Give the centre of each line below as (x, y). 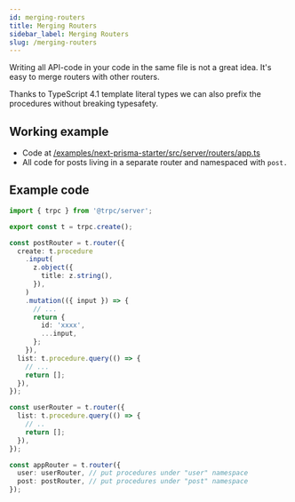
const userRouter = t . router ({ (67, 408)
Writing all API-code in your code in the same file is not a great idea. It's (140, 68)
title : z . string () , (77, 276)
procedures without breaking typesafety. (84, 104)
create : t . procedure (55, 251)
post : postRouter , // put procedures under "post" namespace (133, 482)
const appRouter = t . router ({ (65, 465)
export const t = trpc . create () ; (71, 227)
